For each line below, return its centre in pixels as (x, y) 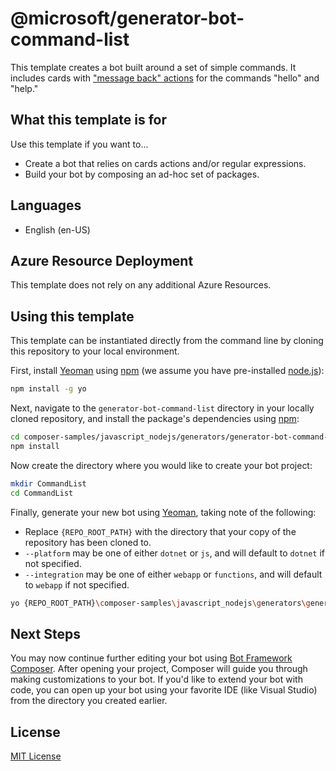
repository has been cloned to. (88, 542)
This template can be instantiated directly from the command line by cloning (167, 341)
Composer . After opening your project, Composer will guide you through (159, 669)
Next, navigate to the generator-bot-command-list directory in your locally (162, 408)
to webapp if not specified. (77, 584)
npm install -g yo (48, 389)
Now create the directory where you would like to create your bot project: (161, 465)
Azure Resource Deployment (102, 260)
